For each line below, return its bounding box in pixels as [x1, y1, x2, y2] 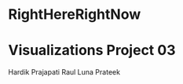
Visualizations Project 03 [8, 42, 176, 60]
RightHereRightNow [8, 5, 141, 24]
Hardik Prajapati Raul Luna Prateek [8, 68, 120, 77]
